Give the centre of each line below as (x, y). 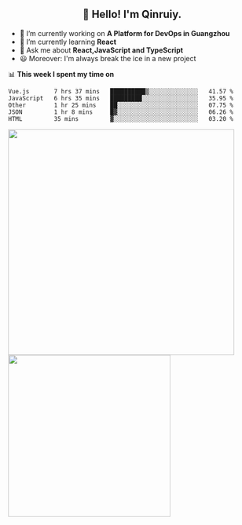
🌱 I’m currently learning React (68, 42)
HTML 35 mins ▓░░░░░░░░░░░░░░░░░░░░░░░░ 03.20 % (121, 118)
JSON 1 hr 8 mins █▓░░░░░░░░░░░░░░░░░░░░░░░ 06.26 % (121, 112)
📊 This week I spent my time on (61, 74)
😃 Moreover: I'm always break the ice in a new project (108, 58)
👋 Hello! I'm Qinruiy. (132, 15)
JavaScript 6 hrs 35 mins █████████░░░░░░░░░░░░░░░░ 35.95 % (121, 98)
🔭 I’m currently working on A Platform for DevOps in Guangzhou (125, 33)
